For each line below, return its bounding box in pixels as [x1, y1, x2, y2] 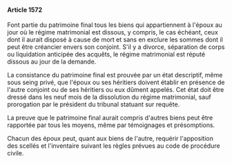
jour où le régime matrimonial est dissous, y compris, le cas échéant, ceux [7, 28, 219, 37]
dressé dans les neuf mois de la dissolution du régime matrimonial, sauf [7, 93, 212, 102]
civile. [7, 149, 24, 157]
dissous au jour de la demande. [7, 57, 97, 66]
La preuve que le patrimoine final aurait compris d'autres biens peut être [7, 114, 213, 122]
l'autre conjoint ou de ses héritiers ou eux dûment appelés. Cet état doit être [7, 86, 224, 94]
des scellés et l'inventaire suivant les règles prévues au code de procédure [7, 142, 220, 150]
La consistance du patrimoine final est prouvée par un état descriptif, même [7, 71, 223, 79]
